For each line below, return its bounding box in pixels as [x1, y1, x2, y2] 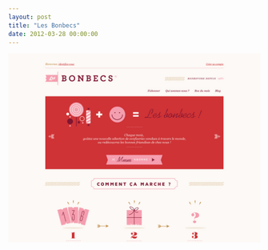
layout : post [8, 13, 52, 21]
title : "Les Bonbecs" [8, 21, 81, 30]
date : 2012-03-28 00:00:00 [8, 30, 98, 38]
